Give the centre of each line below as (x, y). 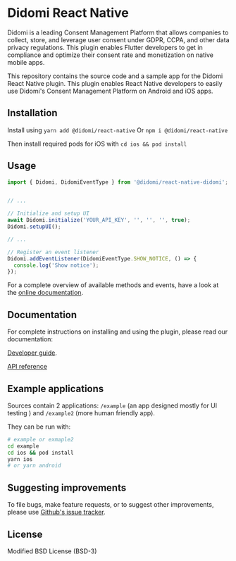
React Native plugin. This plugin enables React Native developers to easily (115, 83)
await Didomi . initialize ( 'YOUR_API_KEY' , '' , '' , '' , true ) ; (99, 220)
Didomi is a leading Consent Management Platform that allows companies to (118, 32)
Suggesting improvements (67, 487)
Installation (32, 113)
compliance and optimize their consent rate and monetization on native (110, 55)
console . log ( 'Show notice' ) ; (56, 265)
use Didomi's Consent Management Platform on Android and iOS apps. (110, 91)
